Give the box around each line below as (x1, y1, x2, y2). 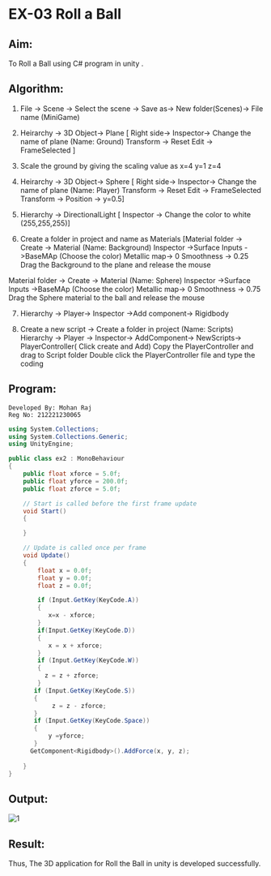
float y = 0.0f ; (37, 573, 92, 582)
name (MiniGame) (19, 112, 80, 122)
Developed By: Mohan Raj (8, 403, 92, 412)
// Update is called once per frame (23, 544, 147, 552)
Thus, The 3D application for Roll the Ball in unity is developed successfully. (8, 859, 261, 868)
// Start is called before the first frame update (23, 500, 197, 508)
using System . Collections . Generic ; (8, 432, 129, 440)
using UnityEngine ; (8, 440, 74, 449)
